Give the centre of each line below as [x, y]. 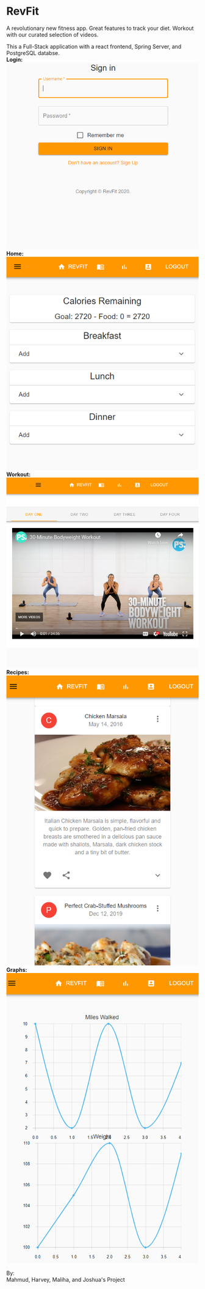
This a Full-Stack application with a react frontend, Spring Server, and [94, 46]
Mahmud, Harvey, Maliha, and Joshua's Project [66, 1280]
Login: [15, 59]
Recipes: [18, 672]
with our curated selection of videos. [52, 34]
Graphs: [17, 970]
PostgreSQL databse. [33, 53]
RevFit [23, 11]
